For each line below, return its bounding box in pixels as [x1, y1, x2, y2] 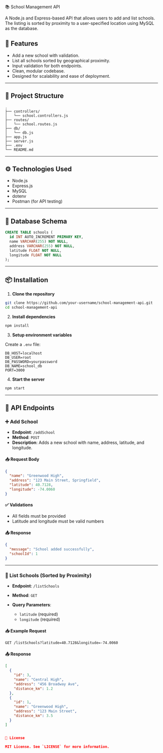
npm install [5, 323, 29, 328]
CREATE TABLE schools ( [5, 230, 53, 235]
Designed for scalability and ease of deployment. [12, 73, 111, 79]
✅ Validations [5, 502, 33, 508]
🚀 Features [5, 39, 38, 48]
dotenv [12, 193, 27, 199]
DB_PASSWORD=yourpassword [5, 359, 57, 364]
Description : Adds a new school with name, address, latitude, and [12, 439, 145, 446]
